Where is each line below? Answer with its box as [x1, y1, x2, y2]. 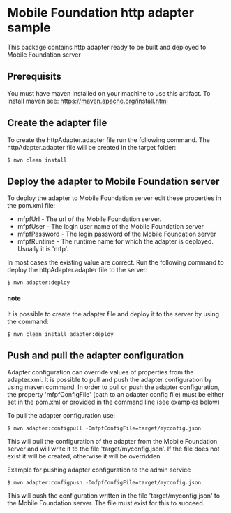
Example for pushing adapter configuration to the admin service [7, 465, 191, 474]
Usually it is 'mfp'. [17, 245, 69, 253]
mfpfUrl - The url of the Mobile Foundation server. [17, 215, 162, 223]
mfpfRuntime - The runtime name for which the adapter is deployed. [17, 237, 214, 246]
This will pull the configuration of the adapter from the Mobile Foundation [7, 437, 218, 446]
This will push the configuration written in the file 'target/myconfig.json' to [7, 491, 221, 500]
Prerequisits [7, 71, 61, 83]
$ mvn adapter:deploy [7, 279, 70, 286]
